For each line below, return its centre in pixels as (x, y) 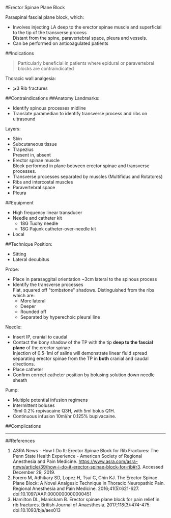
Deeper (28, 306)
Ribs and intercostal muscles (43, 182)
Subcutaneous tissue (35, 144)
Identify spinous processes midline (49, 108)
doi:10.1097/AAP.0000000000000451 (52, 494)
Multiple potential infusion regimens (50, 400)
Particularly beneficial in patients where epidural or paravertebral (86, 63)
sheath (20, 380)
